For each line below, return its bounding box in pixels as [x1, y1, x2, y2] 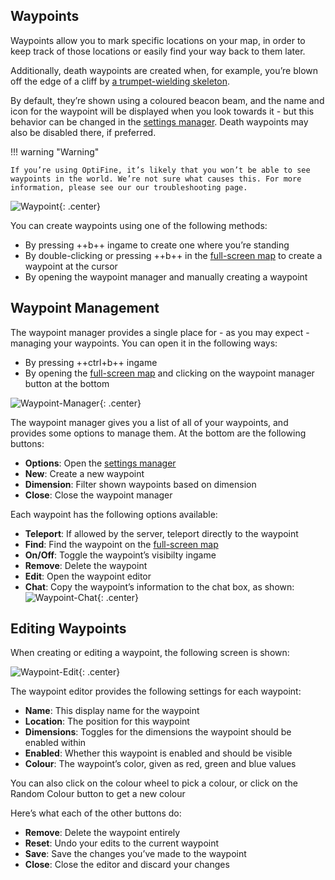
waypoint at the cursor [24, 260, 118, 272]
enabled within [24, 737, 87, 749]
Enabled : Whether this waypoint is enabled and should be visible [24, 747, 293, 759]
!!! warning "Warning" [10, 145, 100, 158]
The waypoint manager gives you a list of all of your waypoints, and [10, 416, 289, 428]
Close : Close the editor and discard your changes [24, 859, 230, 871]
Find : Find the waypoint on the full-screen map [24, 538, 219, 550]
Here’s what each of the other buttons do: [10, 807, 182, 819]
